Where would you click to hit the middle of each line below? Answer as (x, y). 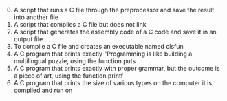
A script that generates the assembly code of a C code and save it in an (115, 32)
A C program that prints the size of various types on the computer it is (112, 83)
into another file (36, 17)
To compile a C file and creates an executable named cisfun (98, 46)
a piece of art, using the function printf (68, 76)
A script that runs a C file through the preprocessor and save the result (114, 10)
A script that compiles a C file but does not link (80, 24)
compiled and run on (43, 90)
